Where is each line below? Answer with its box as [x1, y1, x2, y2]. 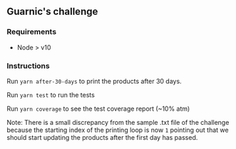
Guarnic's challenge [6, 6, 98, 18]
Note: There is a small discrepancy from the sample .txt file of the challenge [6, 118, 230, 126]
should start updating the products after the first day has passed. [6, 133, 198, 141]
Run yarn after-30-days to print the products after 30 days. [6, 77, 183, 85]
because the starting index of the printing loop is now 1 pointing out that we [6, 126, 229, 134]
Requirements [6, 27, 57, 37]
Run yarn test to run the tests [6, 90, 96, 99]
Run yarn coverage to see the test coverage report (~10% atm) [6, 104, 190, 113]
